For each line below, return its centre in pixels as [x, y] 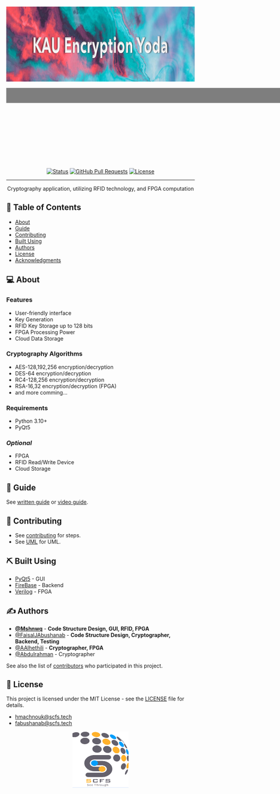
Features [19, 300]
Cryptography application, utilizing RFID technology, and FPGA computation [101, 189]
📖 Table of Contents [44, 207]
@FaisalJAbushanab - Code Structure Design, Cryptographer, [92, 635]
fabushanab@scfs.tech [43, 723]
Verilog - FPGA [33, 591]
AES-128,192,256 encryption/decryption [64, 367]
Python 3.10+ [31, 421]
